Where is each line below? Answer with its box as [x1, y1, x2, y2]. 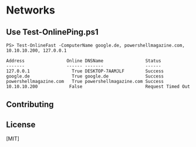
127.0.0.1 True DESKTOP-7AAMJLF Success [6, 68, 164, 74]
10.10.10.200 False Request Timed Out [6, 83, 191, 89]
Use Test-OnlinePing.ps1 [6, 27, 99, 37]
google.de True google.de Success [6, 73, 164, 79]
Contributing [6, 99, 54, 109]
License [6, 119, 36, 129]
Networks [6, 4, 56, 17]
